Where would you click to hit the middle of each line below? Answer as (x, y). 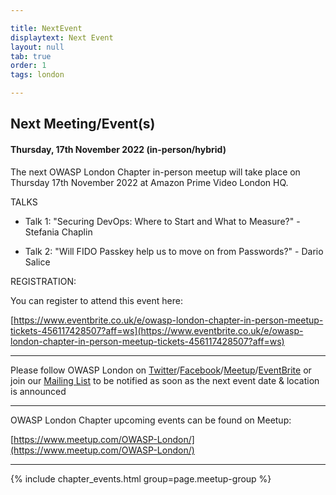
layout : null (37, 47)
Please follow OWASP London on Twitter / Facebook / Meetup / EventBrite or (161, 370)
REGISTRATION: (43, 281)
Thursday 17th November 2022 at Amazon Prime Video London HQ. (149, 182)
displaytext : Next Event (62, 37)
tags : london (37, 75)
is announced (38, 391)
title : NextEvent (46, 28)
